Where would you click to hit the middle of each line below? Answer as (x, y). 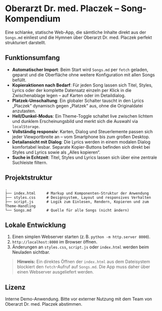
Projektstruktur (29, 178)
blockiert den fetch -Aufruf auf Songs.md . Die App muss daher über (83, 267)
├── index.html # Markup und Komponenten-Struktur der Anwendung (77, 193)
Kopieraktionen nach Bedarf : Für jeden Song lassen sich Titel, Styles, (82, 85)
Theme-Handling (20, 206)
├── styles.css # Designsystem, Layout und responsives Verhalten (78, 197)
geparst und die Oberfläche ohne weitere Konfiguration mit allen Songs (83, 75)
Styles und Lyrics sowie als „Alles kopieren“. (56, 152)
